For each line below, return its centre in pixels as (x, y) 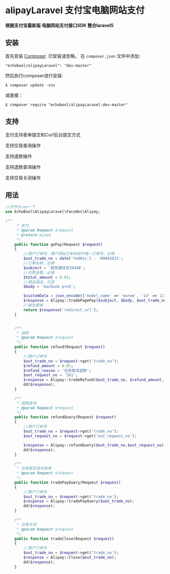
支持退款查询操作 (23, 167)
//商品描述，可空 (39, 282)
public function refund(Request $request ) (60, 347)
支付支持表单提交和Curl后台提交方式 (43, 135)
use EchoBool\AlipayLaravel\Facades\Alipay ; (53, 212)
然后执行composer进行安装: (34, 75)
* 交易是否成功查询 (34, 468)
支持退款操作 (18, 156)
